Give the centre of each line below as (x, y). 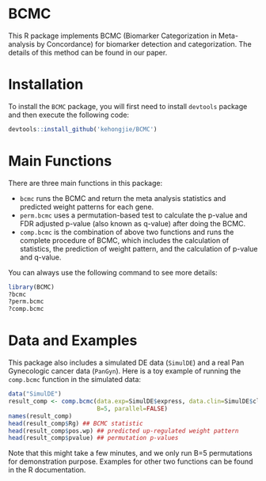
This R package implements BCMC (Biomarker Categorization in (112, 36)
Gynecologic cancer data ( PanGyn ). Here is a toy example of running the (125, 371)
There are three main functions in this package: (85, 183)
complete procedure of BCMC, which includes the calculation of (124, 240)
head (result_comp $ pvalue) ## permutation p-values (93, 438)
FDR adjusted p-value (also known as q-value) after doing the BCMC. (133, 223)
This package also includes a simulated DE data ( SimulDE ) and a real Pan (126, 363)
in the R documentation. (47, 470)
